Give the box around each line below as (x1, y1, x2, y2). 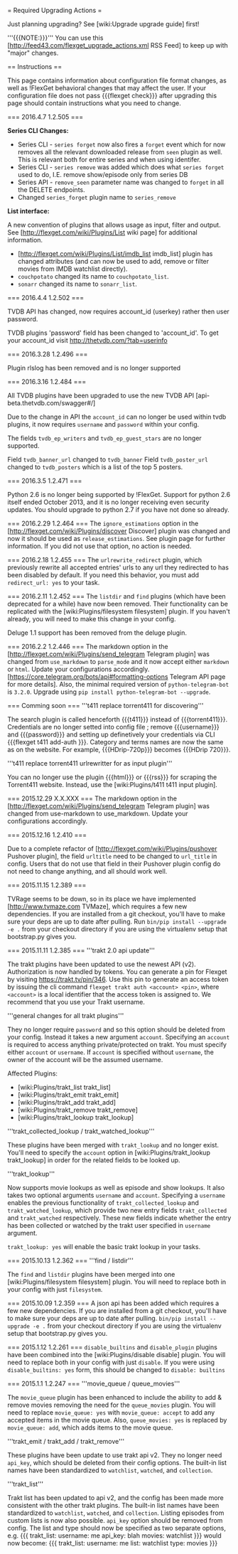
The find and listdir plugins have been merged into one (7, 1270, 175, 1278)
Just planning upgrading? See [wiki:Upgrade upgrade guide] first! (7, 20, 200, 28)
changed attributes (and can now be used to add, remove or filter (17, 257, 210, 265)
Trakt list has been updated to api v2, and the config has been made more (7, 1494, 224, 1502)
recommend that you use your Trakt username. (7, 998, 146, 1006)
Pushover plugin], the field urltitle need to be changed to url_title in (7, 852, 217, 860)
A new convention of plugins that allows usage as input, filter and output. (7, 220, 222, 229)
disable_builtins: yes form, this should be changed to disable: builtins (7, 1366, 225, 1374)
